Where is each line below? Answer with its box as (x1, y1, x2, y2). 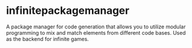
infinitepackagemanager (6, 4, 130, 17)
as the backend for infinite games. (6, 35, 90, 42)
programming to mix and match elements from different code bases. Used (6, 29, 186, 36)
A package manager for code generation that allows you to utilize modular (6, 23, 186, 30)
